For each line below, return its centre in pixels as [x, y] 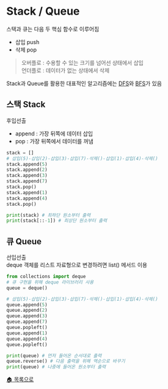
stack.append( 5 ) [27, 164]
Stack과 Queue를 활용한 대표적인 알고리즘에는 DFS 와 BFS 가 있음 [84, 83]
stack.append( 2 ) [27, 170]
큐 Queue [24, 241]
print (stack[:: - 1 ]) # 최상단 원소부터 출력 [57, 221]
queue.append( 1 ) [27, 333]
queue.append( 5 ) [27, 304]
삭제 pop [26, 50]
